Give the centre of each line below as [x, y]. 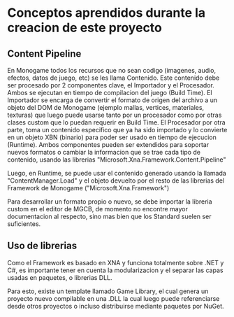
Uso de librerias [42, 246]
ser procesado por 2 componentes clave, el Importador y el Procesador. [111, 85]
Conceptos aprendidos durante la [107, 13]
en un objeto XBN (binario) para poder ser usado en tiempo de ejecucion [112, 137]
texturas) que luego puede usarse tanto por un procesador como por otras [115, 115]
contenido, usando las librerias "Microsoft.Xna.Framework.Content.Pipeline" [117, 160]
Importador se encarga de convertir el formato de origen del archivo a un [112, 100]
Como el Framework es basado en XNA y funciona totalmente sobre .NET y [116, 262]
